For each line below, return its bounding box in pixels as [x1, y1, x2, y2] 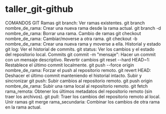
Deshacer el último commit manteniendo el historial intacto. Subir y [5, 72, 142, 78]
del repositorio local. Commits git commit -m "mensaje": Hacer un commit [5, 51, 156, 57]
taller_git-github [5, 3, 73, 15]
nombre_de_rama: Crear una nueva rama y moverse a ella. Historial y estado [5, 41, 161, 47]
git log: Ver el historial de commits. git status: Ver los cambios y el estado [5, 46, 155, 52]
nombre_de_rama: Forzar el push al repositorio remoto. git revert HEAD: [5, 67, 151, 73]
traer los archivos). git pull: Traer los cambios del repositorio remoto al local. [5, 93, 161, 100]
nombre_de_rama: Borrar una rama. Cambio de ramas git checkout [5, 30, 141, 36]
